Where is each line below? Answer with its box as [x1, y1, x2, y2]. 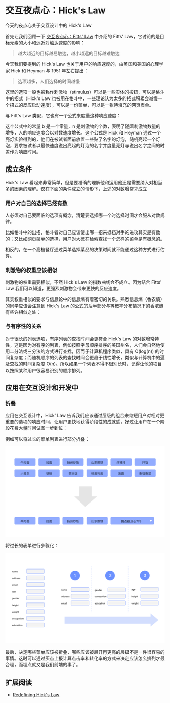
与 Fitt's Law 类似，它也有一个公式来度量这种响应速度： [5, 112, 121, 118]
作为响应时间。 [9, 148, 41, 155]
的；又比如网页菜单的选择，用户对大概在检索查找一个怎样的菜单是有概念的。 [5, 236, 165, 242]
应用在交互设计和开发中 [5, 384, 78, 392]
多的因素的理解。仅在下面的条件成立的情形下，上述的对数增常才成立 [5, 186, 147, 192]
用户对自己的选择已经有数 [5, 199, 68, 207]
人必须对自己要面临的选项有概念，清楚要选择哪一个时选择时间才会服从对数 [5, 212, 160, 218]
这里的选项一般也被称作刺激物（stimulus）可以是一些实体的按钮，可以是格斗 [5, 89, 164, 95]
